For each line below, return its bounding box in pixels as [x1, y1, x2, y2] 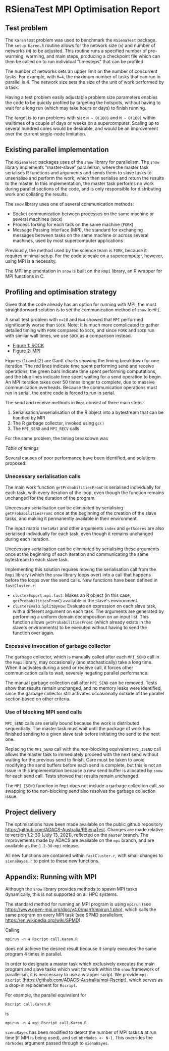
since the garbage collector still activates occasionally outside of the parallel [5, 691, 164, 697]
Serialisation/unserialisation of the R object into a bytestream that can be [12, 409, 164, 415]
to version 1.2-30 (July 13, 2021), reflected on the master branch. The [5, 832, 149, 838]
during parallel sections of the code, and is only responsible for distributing [5, 185, 161, 192]
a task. [5, 84, 19, 90]
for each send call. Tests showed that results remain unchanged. [5, 773, 140, 779]
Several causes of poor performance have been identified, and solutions [5, 455, 156, 461]
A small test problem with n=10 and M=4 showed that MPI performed [5, 316, 144, 322]
